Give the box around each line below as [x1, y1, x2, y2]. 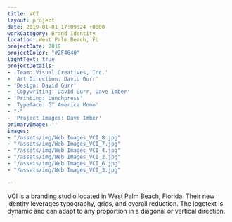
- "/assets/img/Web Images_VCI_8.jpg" [7, 134, 121, 141]
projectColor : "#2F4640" [7, 50, 80, 57]
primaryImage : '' [7, 120, 58, 128]
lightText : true [7, 56, 55, 63]
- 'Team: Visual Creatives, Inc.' [7, 69, 109, 76]
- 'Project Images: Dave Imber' [7, 114, 102, 121]
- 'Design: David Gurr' [7, 82, 77, 89]
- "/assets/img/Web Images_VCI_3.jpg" [7, 166, 121, 174]
